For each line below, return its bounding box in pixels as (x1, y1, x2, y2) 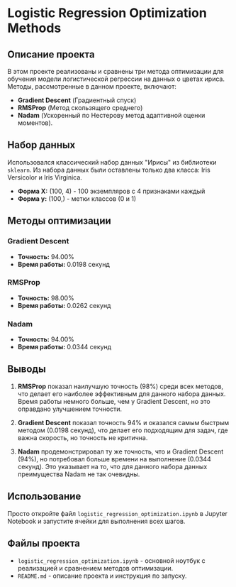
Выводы (7, 363, 46, 375)
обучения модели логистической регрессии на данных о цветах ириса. (7, 75, 225, 83)
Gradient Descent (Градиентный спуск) (17, 96, 137, 104)
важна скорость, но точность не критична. (17, 433, 148, 441)
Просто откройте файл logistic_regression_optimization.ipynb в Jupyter (7, 509, 228, 517)
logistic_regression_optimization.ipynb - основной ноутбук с (17, 556, 206, 565)
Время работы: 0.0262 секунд (17, 301, 111, 309)
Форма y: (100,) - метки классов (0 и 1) (17, 194, 137, 203)
